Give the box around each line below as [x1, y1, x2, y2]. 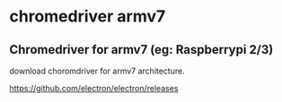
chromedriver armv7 [9, 6, 166, 27]
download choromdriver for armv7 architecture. [9, 65, 186, 76]
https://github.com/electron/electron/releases [9, 83, 179, 93]
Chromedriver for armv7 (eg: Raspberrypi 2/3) [9, 42, 274, 57]
